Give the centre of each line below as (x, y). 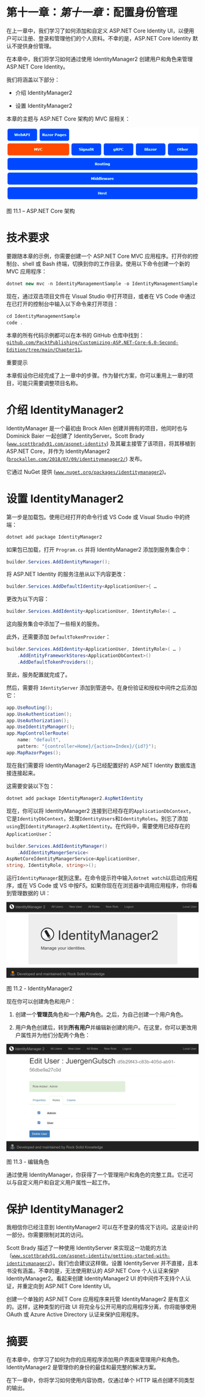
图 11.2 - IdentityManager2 (39, 988)
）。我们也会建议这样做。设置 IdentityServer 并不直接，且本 (124, 1263)
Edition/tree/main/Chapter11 (43, 350)
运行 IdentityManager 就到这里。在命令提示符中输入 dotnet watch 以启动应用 (99, 878)
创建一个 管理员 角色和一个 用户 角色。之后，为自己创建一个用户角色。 (101, 1014)
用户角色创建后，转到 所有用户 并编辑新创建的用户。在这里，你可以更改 (103, 1027)
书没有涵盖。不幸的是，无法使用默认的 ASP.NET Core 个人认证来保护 (93, 1271)
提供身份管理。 (36, 46)
